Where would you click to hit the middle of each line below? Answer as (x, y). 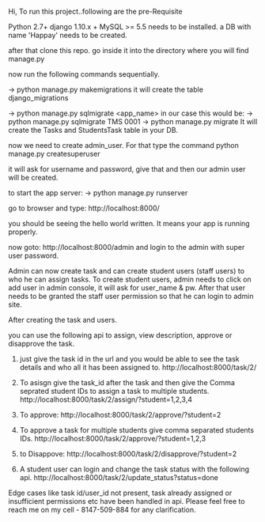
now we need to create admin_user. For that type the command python (124, 145)
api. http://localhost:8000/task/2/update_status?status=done (119, 477)
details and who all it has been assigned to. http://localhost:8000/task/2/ (138, 367)
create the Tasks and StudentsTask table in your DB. (93, 130)
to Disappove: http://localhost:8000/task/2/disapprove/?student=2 (128, 454)
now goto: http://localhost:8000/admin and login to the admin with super (127, 247)
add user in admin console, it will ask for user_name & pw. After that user (127, 287)
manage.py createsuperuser (54, 154)
